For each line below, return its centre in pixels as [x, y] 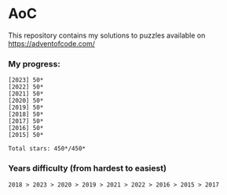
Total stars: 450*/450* [47, 149]
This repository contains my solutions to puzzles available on [107, 35]
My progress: [34, 63]
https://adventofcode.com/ [52, 43]
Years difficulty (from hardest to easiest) [88, 168]
